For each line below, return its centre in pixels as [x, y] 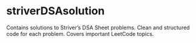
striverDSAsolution [56, 11]
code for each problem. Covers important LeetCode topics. [80, 33]
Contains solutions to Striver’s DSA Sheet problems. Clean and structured [98, 27]
